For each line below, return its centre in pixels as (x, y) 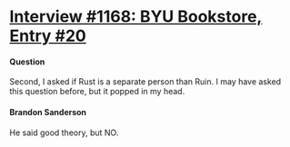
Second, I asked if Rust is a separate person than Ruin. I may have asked (145, 82)
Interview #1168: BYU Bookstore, (136, 17)
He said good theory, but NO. (64, 132)
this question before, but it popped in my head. (97, 92)
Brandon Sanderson (48, 112)
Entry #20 (48, 36)
